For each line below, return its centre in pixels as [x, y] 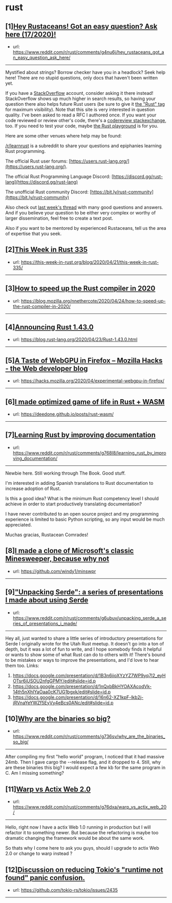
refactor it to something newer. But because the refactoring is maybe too [82, 833]
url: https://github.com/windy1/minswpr [54, 571]
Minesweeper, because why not [57, 559]
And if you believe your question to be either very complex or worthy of [81, 213]
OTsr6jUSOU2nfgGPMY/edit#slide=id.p [54, 681]
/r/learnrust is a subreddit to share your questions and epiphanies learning [84, 146]
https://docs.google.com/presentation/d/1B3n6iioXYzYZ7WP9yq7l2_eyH [89, 675]
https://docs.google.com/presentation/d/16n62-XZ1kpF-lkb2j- [78, 697]
